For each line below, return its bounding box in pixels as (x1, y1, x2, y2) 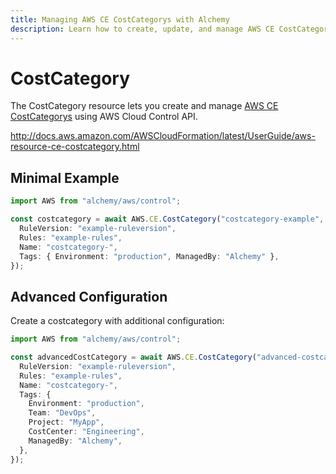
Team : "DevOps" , (28, 408, 97, 418)
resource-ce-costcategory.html (10, 141, 140, 153)
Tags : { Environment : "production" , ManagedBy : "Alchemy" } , (19, 251, 280, 261)
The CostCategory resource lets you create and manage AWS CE (10, 100, 279, 112)
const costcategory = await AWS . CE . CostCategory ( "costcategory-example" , (10, 214, 325, 225)
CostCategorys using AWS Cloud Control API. (10, 111, 198, 123)
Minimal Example (10, 169, 120, 186)
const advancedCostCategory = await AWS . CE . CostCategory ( (10, 352, 257, 363)
